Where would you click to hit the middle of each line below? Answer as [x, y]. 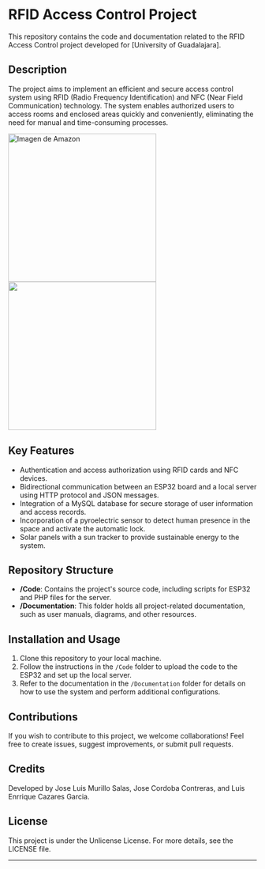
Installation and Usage [64, 639]
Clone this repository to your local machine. [90, 659]
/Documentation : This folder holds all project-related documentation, [132, 606]
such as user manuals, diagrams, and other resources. [108, 614]
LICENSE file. [30, 848]
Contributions [43, 717]
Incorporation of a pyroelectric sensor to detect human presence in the [135, 520]
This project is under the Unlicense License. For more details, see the [121, 841]
